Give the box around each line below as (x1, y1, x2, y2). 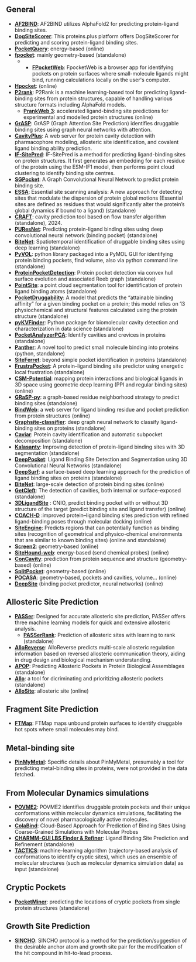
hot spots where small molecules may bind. (14, 726, 119, 733)
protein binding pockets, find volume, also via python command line (14, 256, 178, 263)
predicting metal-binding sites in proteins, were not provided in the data (14, 765, 188, 772)
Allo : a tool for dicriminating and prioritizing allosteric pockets (14, 675, 164, 682)
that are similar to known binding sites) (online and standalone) (14, 536, 167, 543)
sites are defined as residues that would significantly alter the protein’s (14, 200, 185, 207)
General (6, 5, 36, 15)
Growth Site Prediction (6, 922, 91, 932)
